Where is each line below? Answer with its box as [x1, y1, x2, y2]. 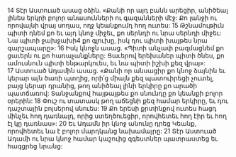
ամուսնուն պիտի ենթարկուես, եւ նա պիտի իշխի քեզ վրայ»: [7, 59, 206, 67]
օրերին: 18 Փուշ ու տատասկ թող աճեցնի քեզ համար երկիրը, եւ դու [7, 97, 229, 105]
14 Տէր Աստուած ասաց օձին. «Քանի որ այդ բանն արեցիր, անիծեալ [7, 6, 228, 14]
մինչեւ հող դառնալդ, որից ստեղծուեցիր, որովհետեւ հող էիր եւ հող [7, 112, 227, 120]
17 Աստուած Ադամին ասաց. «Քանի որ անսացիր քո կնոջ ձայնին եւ [7, 67, 226, 75]
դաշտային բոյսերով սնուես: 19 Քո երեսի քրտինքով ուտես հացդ [7, 104, 217, 112]
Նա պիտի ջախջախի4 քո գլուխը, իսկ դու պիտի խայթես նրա [7, 36, 208, 45]
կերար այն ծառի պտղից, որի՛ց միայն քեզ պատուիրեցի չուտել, [7, 74, 214, 82]
